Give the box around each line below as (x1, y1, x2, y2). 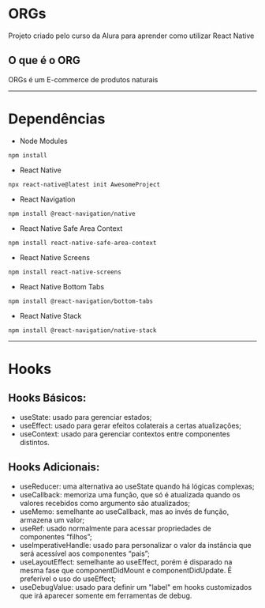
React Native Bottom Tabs (19, 281, 105, 291)
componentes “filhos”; (19, 531, 92, 542)
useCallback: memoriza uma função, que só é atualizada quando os (19, 489, 241, 499)
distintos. (19, 437, 50, 447)
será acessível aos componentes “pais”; (19, 549, 150, 558)
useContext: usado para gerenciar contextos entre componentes (19, 429, 230, 439)
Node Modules (19, 136, 69, 145)
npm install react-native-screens (8, 268, 122, 276)
